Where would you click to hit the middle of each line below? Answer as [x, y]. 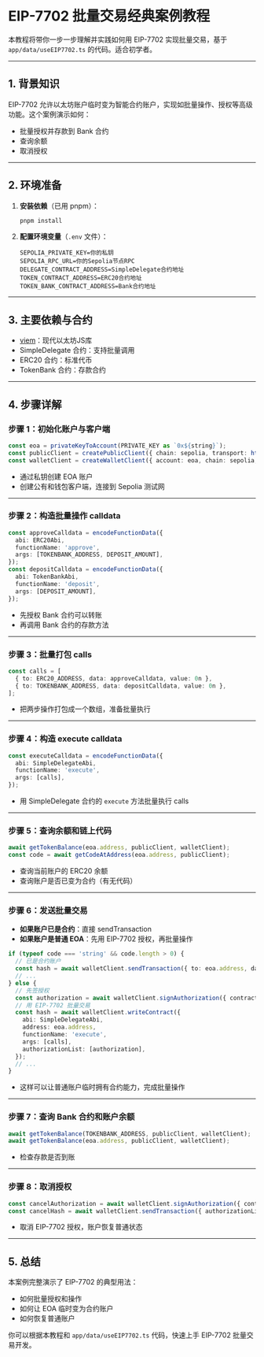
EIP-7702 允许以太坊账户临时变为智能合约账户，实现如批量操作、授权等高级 [130, 104]
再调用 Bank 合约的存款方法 [64, 625]
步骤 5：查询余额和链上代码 [60, 831]
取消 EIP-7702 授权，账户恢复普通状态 [81, 1227]
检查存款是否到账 [47, 1157]
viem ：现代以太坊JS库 [56, 340]
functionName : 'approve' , [58, 547]
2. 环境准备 [35, 185]
